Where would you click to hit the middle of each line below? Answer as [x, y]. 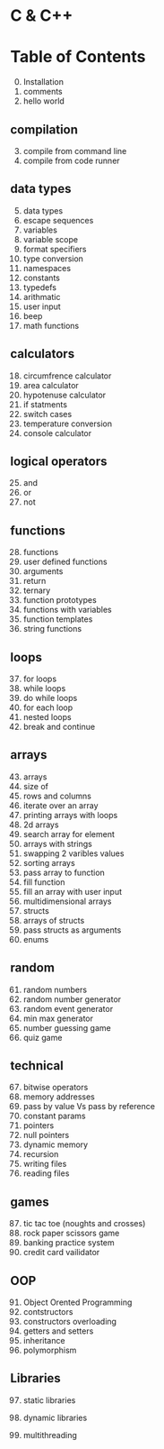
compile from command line [75, 150]
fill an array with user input [73, 891]
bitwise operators [56, 1088]
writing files [45, 1164]
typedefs [40, 287]
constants [42, 278]
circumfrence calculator [67, 376]
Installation [43, 82]
